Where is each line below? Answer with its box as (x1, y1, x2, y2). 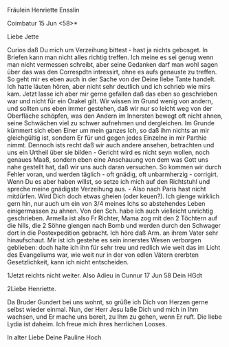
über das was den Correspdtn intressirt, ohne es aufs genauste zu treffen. (7, 68, 217, 76)
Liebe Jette (7, 32, 39, 41)
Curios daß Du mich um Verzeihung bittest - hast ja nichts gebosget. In (7, 46, 208, 54)
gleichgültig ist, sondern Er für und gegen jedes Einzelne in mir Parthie (7, 134, 207, 142)
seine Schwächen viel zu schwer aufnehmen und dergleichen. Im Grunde (7, 119, 215, 127)
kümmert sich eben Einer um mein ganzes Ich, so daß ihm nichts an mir (7, 127, 210, 134)
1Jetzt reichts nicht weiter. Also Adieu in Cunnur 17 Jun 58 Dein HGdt (7, 271, 203, 280)
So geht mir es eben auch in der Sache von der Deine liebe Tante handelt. (7, 75, 217, 83)
